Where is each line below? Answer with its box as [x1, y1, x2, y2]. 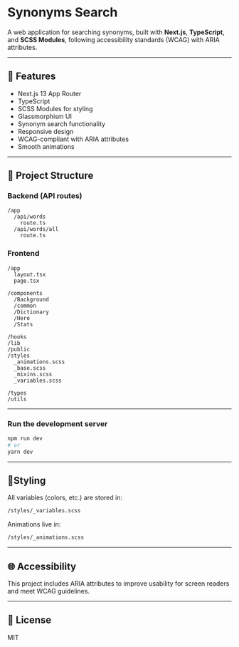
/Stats [14, 321, 33, 328]
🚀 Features [7, 71, 56, 83]
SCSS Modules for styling [17, 104, 93, 113]
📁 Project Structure [7, 170, 94, 182]
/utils [7, 395, 27, 403]
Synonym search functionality [17, 119, 105, 128]
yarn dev [7, 448, 33, 455]
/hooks [7, 333, 27, 341]
